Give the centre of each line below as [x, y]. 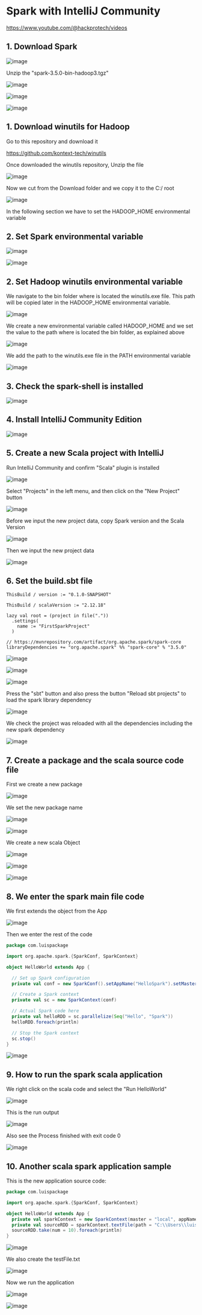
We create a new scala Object [43, 843]
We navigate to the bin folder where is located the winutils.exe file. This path [101, 296]
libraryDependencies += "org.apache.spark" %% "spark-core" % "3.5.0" [96, 648]
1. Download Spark [42, 47]
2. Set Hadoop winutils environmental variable [95, 281]
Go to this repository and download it [52, 141]
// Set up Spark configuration [51, 978]
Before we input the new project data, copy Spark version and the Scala [95, 521]
